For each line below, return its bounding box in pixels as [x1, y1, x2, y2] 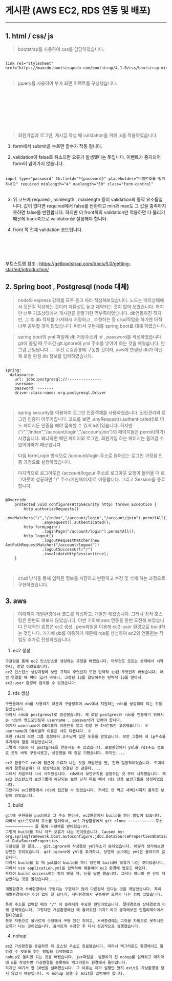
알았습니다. [5, 707, 26, 712]
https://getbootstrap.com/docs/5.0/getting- [39, 260, 131, 267]
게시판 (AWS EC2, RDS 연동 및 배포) [5, 5, 151, 16]
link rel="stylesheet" [5, 61, 54, 66]
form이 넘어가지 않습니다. [12, 160, 64, 166]
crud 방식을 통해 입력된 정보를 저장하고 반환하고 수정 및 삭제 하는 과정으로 [17, 575, 165, 581]
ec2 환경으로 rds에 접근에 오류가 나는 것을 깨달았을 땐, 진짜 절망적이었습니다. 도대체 [5, 761, 165, 766]
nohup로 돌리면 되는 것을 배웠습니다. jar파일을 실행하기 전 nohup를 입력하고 [5, 955, 152, 960]
